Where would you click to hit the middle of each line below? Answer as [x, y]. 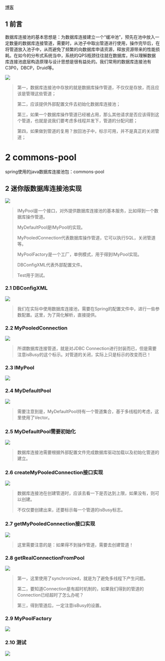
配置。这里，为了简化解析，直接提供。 [60, 315]
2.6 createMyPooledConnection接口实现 [54, 472]
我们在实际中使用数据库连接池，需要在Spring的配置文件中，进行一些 [86, 308]
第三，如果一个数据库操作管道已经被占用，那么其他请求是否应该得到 [86, 114]
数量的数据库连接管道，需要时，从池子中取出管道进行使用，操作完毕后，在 [84, 43]
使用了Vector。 [37, 418]
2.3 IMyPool [20, 368]
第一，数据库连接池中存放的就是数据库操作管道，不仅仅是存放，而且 [86, 87]
